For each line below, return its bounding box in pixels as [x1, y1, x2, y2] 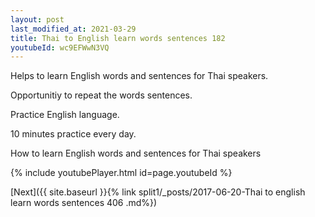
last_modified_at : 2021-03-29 [10, 24, 137, 34]
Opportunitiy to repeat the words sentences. [10, 89, 193, 101]
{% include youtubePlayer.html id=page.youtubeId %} [10, 167, 233, 179]
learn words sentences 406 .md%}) [10, 197, 158, 209]
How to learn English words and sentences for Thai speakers [10, 147, 262, 160]
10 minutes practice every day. [10, 128, 137, 140]
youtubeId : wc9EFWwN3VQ [10, 42, 110, 53]
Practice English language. [10, 109, 120, 121]
